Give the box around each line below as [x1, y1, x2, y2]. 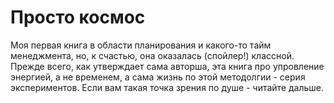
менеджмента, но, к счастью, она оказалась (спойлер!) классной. [10, 49, 295, 61]
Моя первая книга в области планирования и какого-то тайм [10, 39, 272, 51]
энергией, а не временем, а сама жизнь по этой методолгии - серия [10, 71, 306, 83]
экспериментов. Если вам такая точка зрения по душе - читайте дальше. [10, 81, 325, 93]
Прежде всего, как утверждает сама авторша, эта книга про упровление [10, 60, 325, 72]
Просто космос [10, 6, 146, 29]
